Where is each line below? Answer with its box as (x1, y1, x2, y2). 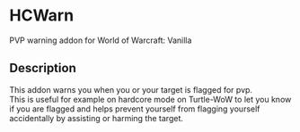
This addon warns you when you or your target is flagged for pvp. (9, 84, 253, 95)
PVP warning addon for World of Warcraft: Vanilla (9, 35, 192, 45)
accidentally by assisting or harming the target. (9, 112, 184, 123)
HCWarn (9, 5, 75, 26)
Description (9, 61, 76, 76)
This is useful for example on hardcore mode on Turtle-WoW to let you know (9, 94, 292, 104)
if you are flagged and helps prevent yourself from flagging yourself (9, 103, 260, 114)
